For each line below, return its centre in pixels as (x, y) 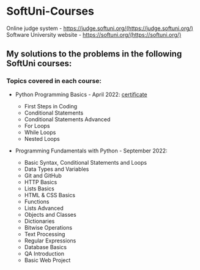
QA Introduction (44, 253)
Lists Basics (39, 189)
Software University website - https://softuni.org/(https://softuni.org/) (94, 34)
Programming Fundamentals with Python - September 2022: (91, 151)
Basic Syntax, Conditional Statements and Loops (86, 162)
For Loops (37, 126)
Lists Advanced (44, 208)
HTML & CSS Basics (50, 195)
